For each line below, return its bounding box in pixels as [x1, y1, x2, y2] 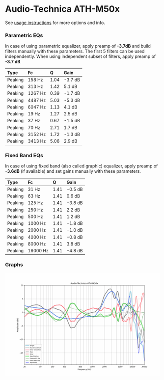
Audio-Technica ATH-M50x [5, 3, 120, 15]
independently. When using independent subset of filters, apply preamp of [5, 54, 156, 59]
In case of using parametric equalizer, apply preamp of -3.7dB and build [5, 43, 151, 49]
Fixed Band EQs [5, 152, 43, 159]
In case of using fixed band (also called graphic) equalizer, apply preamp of [5, 163, 158, 169]
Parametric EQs [5, 32, 43, 39]
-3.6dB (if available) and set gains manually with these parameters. [5, 168, 141, 174]
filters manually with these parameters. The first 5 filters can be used [5, 48, 145, 54]
